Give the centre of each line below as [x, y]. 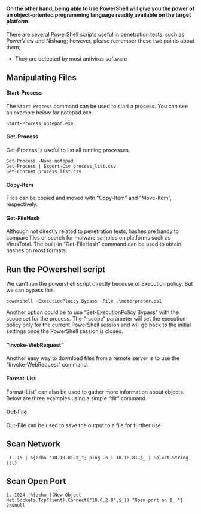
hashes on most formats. [37, 250]
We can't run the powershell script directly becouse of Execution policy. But [100, 284]
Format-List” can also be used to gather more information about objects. [95, 392]
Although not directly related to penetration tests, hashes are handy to [93, 231]
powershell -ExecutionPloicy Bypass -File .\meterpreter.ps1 [84, 301]
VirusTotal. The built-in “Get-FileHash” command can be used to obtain [94, 244]
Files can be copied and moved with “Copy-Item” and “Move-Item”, [89, 198]
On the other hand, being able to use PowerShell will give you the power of [100, 8]
